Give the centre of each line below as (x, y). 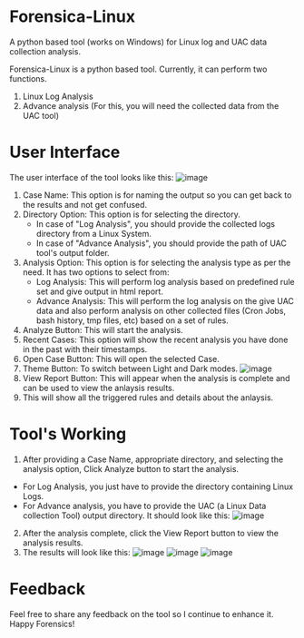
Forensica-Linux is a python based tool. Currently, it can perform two (138, 69)
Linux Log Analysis (58, 96)
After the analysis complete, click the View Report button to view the (151, 533)
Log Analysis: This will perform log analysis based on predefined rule (165, 281)
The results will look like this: (76, 552)
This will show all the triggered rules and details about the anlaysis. (148, 398)
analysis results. (53, 543)
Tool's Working (68, 434)
